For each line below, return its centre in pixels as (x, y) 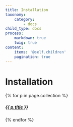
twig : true (26, 43)
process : (14, 33)
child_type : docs (23, 29)
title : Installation (27, 10)
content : (14, 47)
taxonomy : (16, 15)
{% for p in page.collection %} (37, 96)
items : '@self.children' (40, 52)
